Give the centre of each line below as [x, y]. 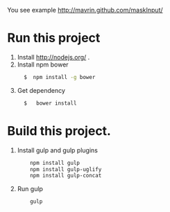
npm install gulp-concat [66, 176]
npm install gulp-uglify [66, 169]
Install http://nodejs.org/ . [53, 57]
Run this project [54, 38]
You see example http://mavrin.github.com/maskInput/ [85, 10]
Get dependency [41, 90]
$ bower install [50, 103]
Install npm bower [43, 64]
